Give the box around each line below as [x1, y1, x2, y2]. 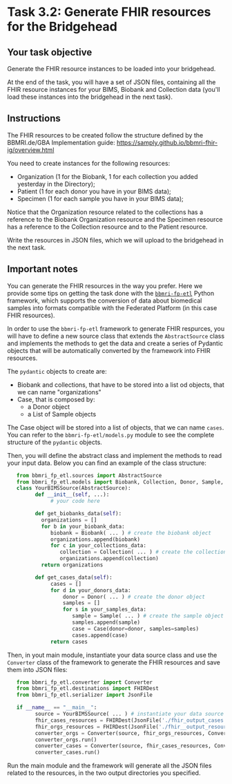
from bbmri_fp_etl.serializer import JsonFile [16, 691, 153, 698]
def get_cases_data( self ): [35, 574, 113, 581]
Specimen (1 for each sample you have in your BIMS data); [17, 194, 184, 202]
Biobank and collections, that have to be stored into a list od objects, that [17, 381, 224, 389]
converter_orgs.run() [35, 736, 97, 743]
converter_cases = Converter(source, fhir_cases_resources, [35, 743, 212, 749]
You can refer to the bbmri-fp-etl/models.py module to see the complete [7, 430, 215, 439]
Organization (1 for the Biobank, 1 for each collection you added [17, 172, 198, 180]
